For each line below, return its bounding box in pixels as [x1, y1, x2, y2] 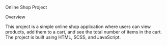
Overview [5, 14, 25, 19]
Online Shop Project [5, 4, 47, 10]
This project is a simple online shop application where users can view [5, 23, 151, 29]
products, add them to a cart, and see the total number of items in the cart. [5, 29, 162, 34]
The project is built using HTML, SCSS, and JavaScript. [5, 34, 121, 40]
